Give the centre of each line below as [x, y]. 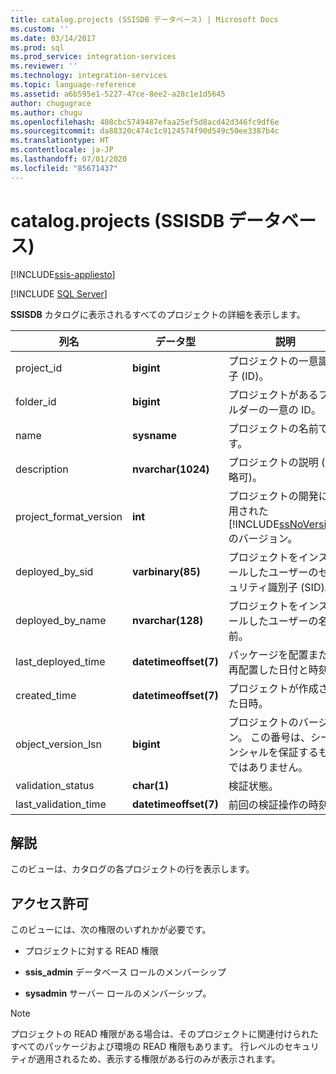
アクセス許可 [49, 903]
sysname [154, 435]
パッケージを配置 [268, 654]
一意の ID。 [295, 409]
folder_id [36, 401]
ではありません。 [268, 767]
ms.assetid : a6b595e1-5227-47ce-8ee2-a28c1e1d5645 [118, 94]
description [42, 469]
